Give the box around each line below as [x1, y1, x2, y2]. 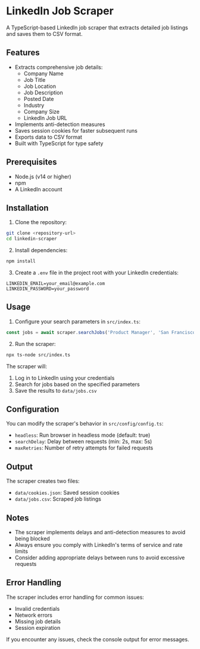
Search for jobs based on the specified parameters [14, 381, 140, 388]
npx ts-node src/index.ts [6, 351, 70, 358]
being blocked [14, 535, 51, 542]
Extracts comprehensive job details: [14, 63, 103, 71]
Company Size [23, 108, 60, 115]
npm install [6, 258, 36, 264]
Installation [6, 203, 49, 213]
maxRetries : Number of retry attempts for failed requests [14, 444, 154, 452]
